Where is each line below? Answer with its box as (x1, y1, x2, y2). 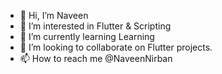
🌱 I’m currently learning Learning (19, 31, 155, 42)
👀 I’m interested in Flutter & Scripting (19, 20, 172, 32)
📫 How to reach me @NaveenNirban (19, 53, 173, 64)
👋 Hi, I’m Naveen (19, 10, 89, 21)
